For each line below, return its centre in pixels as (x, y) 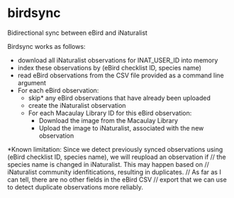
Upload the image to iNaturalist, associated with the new (121, 128)
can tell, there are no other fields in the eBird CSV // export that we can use (117, 180)
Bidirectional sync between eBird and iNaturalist (77, 33)
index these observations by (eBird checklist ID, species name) (110, 67)
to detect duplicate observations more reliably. (75, 187)
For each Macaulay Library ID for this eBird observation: (110, 113)
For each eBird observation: (58, 90)
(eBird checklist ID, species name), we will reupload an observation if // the (117, 157)
